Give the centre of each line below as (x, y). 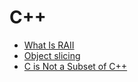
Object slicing (52, 55)
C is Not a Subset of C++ (75, 66)
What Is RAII (49, 45)
